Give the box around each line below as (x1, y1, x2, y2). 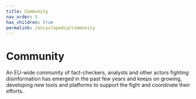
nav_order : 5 (6, 14, 38, 20)
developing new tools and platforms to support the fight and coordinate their (6, 82, 190, 89)
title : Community (6, 8, 49, 15)
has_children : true (6, 19, 54, 25)
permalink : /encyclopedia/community (6, 24, 95, 31)
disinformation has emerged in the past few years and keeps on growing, (6, 75, 183, 82)
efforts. (6, 88, 24, 95)
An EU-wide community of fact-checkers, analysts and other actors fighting (6, 69, 189, 76)
